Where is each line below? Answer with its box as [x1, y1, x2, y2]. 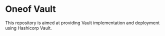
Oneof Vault [5, 3, 56, 15]
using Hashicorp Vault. [5, 25, 52, 31]
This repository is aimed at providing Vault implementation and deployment [5, 20, 160, 26]
